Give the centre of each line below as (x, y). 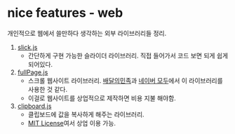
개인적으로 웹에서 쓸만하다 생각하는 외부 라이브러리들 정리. (87, 33)
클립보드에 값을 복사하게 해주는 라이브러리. (86, 114)
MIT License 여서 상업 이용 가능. (72, 123)
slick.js (27, 47)
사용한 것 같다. (48, 89)
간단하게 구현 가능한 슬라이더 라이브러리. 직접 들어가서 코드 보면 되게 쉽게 (128, 55)
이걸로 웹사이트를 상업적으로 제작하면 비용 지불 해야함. (102, 98)
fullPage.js (33, 72)
